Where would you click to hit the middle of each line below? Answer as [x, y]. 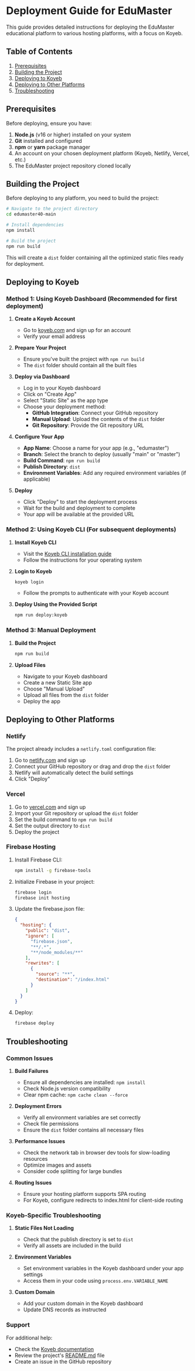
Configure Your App [39, 437]
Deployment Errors [38, 1106]
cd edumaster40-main [31, 214]
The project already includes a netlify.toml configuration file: [81, 749]
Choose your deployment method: [65, 407]
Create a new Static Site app [58, 682]
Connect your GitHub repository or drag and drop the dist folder [93, 767]
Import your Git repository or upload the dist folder [76, 813]
